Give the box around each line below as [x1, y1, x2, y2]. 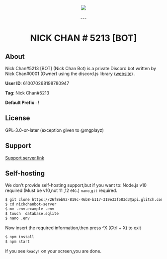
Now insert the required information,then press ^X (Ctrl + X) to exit [5, 225, 142, 231]
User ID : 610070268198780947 [5, 81, 70, 86]
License [5, 114, 30, 122]
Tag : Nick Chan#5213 [5, 90, 50, 96]
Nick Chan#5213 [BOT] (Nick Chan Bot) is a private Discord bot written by [5, 66, 157, 71]
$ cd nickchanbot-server [5, 202, 57, 207]
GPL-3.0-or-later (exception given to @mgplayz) [5, 127, 104, 133]
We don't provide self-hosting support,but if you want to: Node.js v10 [5, 182, 147, 188]
